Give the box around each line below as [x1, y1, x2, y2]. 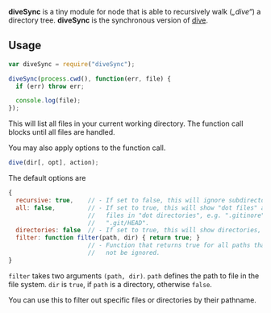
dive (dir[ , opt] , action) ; [8, 159, 99, 167]
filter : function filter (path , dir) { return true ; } [15, 234, 200, 242]
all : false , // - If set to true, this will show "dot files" [15, 203, 258, 212]
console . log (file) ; [15, 97, 81, 105]
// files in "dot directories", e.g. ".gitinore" [87, 211, 265, 219]
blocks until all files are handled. [8, 127, 115, 137]
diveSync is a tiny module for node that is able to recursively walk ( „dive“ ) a [8, 7, 261, 16]
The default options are [8, 173, 86, 183]
